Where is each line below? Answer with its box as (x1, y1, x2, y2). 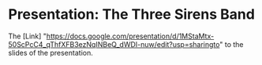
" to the (219, 39, 244, 49)
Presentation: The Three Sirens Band (8, 5, 255, 23)
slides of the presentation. (8, 48, 93, 57)
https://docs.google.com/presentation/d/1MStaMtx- (46, 31, 215, 41)
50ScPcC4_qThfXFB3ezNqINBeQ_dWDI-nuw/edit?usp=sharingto (8, 39, 220, 49)
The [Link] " (8, 31, 47, 41)
